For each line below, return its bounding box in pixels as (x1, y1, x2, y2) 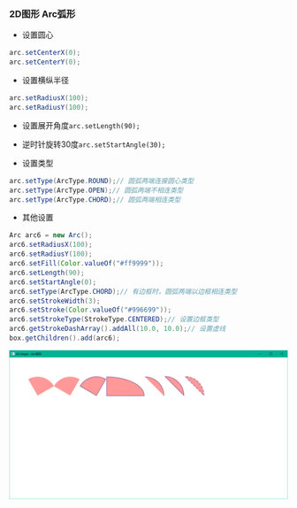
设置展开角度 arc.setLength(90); (21, 119, 141, 130)
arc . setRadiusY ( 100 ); (9, 103, 89, 112)
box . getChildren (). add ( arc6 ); (9, 334, 121, 343)
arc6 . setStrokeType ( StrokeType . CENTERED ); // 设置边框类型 (9, 315, 219, 324)
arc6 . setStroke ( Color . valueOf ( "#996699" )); (9, 305, 172, 315)
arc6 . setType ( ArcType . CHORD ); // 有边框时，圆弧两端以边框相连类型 (9, 287, 238, 296)
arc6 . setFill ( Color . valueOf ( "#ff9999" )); (9, 259, 164, 268)
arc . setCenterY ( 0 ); (9, 58, 81, 67)
